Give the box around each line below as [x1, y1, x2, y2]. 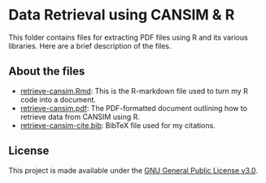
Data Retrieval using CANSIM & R [8, 6, 235, 24]
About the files [8, 65, 85, 79]
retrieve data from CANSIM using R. [20, 112, 141, 121]
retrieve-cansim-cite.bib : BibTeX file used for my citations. [20, 120, 216, 130]
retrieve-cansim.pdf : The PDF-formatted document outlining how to [20, 103, 248, 113]
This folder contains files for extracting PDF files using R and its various [8, 32, 248, 42]
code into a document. [20, 95, 96, 104]
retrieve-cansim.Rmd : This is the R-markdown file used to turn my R [20, 86, 248, 96]
